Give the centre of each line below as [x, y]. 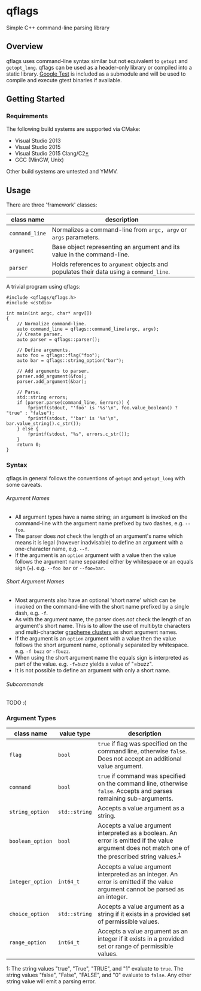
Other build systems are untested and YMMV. [62, 172]
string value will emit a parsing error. [51, 981]
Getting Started [36, 99]
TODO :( [16, 703]
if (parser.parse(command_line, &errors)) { [73, 403]
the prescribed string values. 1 [139, 856]
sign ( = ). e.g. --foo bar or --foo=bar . [60, 568]
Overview [25, 47]
